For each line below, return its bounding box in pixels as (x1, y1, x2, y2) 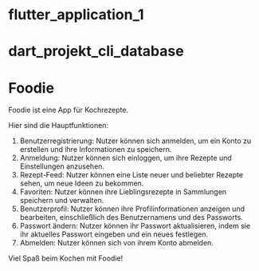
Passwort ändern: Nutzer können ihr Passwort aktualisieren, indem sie (19, 221, 251, 231)
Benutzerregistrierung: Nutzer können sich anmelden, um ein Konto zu (19, 136, 252, 145)
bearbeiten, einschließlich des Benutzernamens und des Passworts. (19, 213, 243, 222)
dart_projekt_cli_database (8, 42, 185, 61)
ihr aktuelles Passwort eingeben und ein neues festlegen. (19, 229, 209, 239)
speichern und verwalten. (19, 196, 104, 205)
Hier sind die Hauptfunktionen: (8, 121, 109, 130)
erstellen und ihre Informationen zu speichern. (19, 145, 172, 154)
